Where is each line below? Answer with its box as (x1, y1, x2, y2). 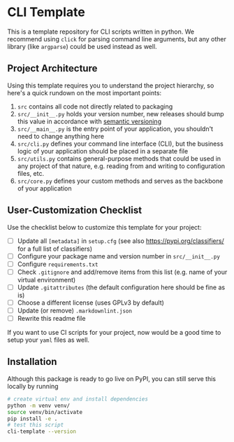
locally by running (7, 382, 59, 390)
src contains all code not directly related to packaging (17, 102, 173, 111)
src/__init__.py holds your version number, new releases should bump (17, 109, 225, 118)
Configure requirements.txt (17, 260, 98, 268)
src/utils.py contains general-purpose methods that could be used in (17, 154, 221, 163)
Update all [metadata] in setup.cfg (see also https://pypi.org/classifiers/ (17, 236, 225, 245)
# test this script (7, 422, 64, 429)
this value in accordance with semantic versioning (17, 117, 162, 125)
